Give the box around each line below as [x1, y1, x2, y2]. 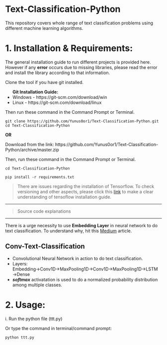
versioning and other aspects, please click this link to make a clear [17, 188, 154, 194]
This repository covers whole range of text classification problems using [5, 20, 153, 26]
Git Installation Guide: [12, 88, 59, 95]
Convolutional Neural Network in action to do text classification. [12, 255, 143, 261]
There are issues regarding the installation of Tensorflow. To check [17, 183, 155, 189]
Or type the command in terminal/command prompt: [5, 325, 112, 331]
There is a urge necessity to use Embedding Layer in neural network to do [5, 222, 158, 228]
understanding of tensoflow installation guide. [17, 194, 112, 200]
